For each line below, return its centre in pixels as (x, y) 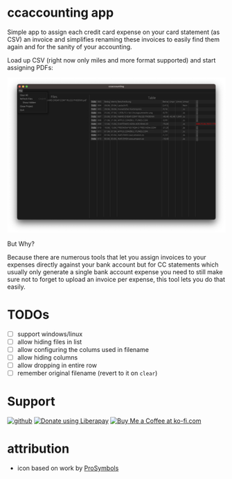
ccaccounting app (61, 13)
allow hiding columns (47, 357)
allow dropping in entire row (57, 365)
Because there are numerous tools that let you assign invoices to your (107, 257)
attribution (38, 449)
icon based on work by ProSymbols (68, 468)
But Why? (21, 244)
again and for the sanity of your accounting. (70, 47)
